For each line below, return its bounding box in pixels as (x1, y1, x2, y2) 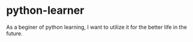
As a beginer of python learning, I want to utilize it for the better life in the (6, 23, 187, 31)
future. (6, 29, 23, 37)
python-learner (6, 4, 85, 17)
